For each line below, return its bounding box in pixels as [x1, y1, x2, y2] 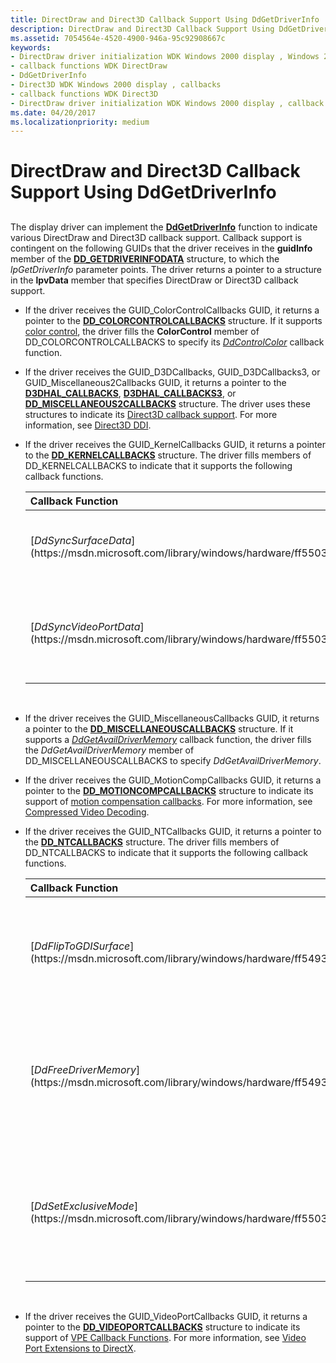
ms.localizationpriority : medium [10, 117, 150, 127]
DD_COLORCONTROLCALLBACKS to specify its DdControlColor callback [24, 336, 325, 348]
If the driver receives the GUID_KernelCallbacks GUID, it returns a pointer [24, 438, 327, 450]
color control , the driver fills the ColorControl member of [24, 325, 260, 337]
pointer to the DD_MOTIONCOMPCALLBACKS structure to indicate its [24, 784, 314, 796]
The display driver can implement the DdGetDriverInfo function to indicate [10, 221, 318, 233]
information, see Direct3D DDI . [24, 419, 152, 431]
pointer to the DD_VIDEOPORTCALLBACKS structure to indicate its [24, 1321, 301, 1333]
